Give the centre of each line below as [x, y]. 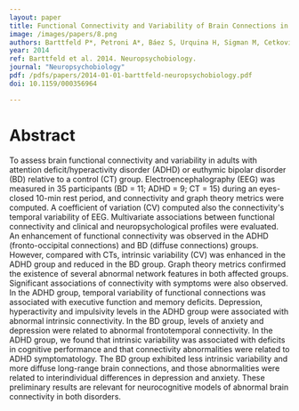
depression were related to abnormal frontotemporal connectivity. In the [141, 330]
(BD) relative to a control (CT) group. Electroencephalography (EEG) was [142, 179]
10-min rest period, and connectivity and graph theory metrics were [160, 197]
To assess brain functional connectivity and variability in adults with [133, 160]
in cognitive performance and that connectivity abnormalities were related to [150, 349]
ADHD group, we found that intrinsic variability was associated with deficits [147, 340]
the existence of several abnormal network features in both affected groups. [149, 273]
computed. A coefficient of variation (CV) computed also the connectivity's [147, 207]
